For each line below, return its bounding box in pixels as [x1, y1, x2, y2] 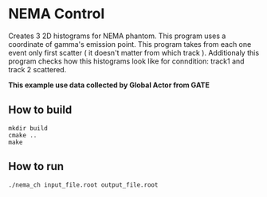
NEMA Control [8, 5, 105, 23]
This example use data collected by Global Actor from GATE [8, 80, 210, 90]
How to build [8, 103, 73, 117]
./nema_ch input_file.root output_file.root [8, 180, 159, 189]
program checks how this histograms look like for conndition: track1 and [8, 56, 245, 66]
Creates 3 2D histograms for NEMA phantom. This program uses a [8, 31, 226, 41]
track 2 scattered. [8, 64, 67, 74]
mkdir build [8, 124, 48, 132]
